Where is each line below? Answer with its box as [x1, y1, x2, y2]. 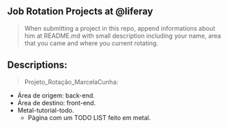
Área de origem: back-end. [17, 91, 96, 100]
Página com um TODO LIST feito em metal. [27, 113, 151, 121]
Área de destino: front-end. [17, 98, 96, 107]
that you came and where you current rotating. [24, 38, 159, 47]
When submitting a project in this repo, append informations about [24, 24, 215, 32]
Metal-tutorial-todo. [17, 106, 75, 114]
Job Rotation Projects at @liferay [7, 6, 153, 17]
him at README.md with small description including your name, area [24, 31, 222, 40]
